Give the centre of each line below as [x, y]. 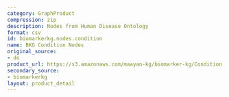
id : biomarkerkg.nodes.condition [55, 39]
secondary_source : [33, 70]
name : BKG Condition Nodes [46, 45]
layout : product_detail [41, 83]
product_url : [26, 64]
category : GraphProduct [41, 13]
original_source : [32, 52]
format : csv [24, 32]
